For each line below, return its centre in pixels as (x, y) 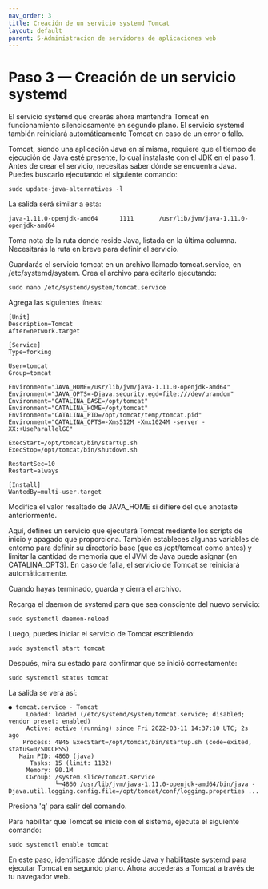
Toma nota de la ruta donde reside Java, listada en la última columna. (123, 241)
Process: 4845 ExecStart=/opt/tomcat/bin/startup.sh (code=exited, (137, 743)
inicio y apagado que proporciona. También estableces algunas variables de (134, 540)
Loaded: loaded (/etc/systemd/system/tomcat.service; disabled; (136, 715)
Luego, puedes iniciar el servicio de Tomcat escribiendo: (102, 634)
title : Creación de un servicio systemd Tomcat (89, 23)
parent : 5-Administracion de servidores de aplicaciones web (112, 38)
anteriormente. (33, 516)
